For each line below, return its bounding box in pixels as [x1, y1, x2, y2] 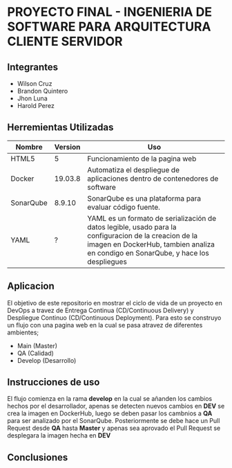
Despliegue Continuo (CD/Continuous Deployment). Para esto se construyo [7, 313, 222, 322]
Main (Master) [17, 341, 57, 350]
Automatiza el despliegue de [87, 165, 180, 174]
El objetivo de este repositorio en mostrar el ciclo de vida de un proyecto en [7, 298, 222, 307]
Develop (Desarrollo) [17, 356, 77, 364]
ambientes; [7, 328, 39, 336]
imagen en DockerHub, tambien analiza [87, 240, 215, 249]
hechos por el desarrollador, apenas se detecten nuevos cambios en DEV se [7, 402, 225, 411]
